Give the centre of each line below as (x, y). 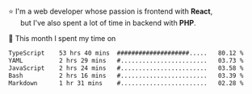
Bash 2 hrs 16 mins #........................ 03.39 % (126, 76)
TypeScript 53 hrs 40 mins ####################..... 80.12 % (126, 53)
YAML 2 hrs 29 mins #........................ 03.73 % (126, 60)
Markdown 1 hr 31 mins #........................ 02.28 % (126, 83)
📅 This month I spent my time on (62, 38)
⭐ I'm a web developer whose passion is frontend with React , (111, 11)
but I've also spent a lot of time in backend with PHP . (108, 23)
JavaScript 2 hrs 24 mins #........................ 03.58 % (126, 68)
